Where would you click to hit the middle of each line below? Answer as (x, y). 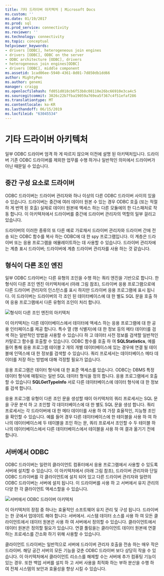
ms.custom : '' (20, 14)
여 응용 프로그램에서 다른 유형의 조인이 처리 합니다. (53, 302)
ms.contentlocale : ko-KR (30, 105)
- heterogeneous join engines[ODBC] (42, 64)
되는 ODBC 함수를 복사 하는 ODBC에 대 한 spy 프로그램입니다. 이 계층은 (79, 236)
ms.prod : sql (18, 23)
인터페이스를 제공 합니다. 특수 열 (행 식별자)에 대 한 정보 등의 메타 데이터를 (81, 329)
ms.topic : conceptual (27, 41)
